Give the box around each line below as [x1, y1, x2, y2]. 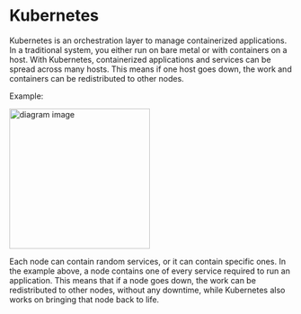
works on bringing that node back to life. [9, 293, 160, 305]
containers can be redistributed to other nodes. [9, 73, 184, 83]
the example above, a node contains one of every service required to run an [9, 266, 290, 276]
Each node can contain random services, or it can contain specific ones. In [9, 256, 286, 266]
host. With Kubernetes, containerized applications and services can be [9, 54, 271, 65]
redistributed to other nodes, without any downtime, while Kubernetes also [9, 284, 286, 295]
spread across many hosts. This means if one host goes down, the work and [9, 64, 292, 74]
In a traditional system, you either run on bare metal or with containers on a [9, 44, 288, 55]
